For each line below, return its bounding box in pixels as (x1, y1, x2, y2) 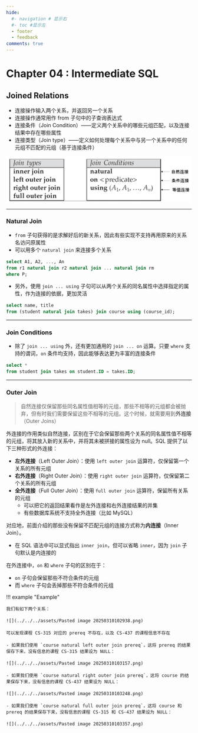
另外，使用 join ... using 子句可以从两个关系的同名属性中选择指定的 (14, 283, 184, 290)
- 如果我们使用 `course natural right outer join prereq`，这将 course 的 (6, 672, 185, 679)
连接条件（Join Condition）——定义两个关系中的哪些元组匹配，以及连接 (14, 122, 190, 128)
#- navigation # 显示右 (11, 15, 67, 22)
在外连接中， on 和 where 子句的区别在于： (6, 561, 107, 569)
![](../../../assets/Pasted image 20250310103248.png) (6, 690, 144, 696)
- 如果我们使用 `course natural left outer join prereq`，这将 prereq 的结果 (6, 642, 191, 648)
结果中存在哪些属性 (14, 129, 62, 136)
